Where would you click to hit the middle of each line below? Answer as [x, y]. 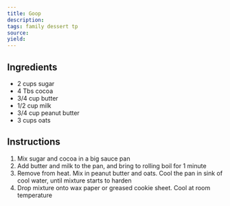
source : [18, 33]
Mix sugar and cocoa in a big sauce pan [73, 158]
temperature [35, 195]
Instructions [34, 142]
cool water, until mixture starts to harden [74, 181]
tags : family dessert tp [43, 26]
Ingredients [32, 67]
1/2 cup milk [34, 105]
